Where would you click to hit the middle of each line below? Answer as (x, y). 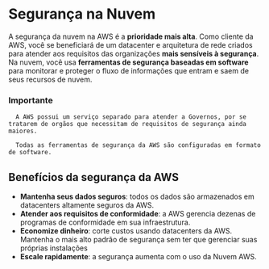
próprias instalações (54, 248)
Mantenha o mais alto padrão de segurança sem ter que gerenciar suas (139, 240)
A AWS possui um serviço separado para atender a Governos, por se (131, 117)
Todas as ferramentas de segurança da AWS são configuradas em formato (139, 145)
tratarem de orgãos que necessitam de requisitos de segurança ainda (128, 124)
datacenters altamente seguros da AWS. (87, 205)
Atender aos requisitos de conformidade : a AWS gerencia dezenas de (138, 214)
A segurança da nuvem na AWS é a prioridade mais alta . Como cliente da (131, 36)
